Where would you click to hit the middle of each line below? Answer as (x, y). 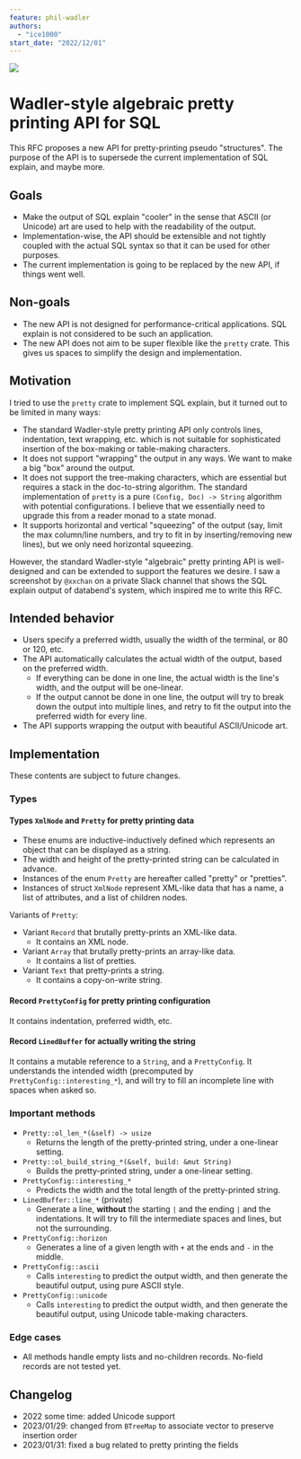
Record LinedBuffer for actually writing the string (102, 1041)
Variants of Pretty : (44, 915)
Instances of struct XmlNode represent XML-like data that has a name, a (153, 888)
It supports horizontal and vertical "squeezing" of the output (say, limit (152, 525)
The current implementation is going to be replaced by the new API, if (151, 265)
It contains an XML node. (82, 942)
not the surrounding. (74, 1228)
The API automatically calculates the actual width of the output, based (152, 659)
